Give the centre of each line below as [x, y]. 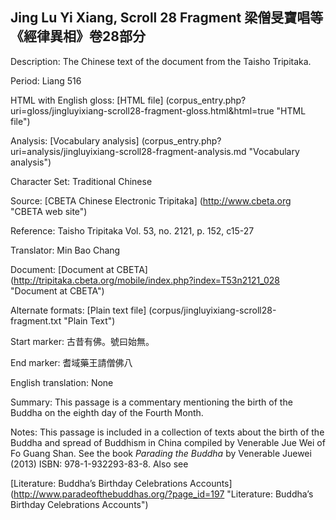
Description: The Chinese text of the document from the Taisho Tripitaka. [161, 61]
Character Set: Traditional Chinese [81, 181]
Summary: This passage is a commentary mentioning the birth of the [151, 402]
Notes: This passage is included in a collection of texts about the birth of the [167, 432]
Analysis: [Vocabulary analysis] [75, 140]
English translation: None [62, 382]
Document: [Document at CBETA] [79, 269]
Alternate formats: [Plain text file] [78, 310]
